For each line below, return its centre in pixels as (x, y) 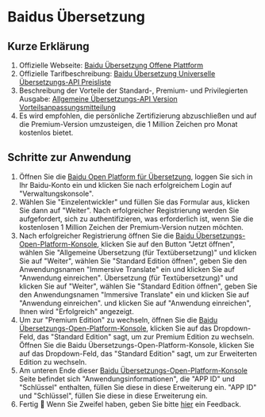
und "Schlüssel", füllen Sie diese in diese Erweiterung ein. (113, 396)
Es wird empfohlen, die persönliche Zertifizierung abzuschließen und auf (138, 116)
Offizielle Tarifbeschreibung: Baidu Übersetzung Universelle (117, 74)
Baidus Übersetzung (77, 17)
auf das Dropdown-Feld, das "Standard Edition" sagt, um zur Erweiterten (138, 354)
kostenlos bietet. (46, 132)
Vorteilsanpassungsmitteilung (67, 107)
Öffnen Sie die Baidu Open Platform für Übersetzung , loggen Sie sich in (136, 176)
